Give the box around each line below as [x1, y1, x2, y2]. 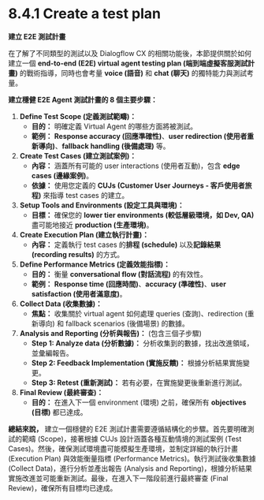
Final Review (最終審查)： [19, 387, 104, 397]
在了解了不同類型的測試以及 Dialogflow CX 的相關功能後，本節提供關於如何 [8, 48, 252, 58]
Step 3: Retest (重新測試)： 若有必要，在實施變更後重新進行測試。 [31, 378, 247, 387]
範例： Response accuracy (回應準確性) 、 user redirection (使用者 [31, 131, 247, 140]
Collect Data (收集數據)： [19, 299, 102, 308]
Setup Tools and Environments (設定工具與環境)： [19, 200, 185, 210]
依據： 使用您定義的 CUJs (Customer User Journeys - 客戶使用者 [31, 181, 246, 190]
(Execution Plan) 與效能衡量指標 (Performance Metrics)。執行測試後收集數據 [8, 453, 256, 463]
